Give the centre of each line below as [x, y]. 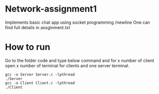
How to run [28, 47]
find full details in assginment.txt [38, 27]
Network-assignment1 [51, 9]
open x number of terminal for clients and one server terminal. [67, 65]
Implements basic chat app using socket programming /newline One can [78, 22]
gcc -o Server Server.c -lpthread [40, 74]
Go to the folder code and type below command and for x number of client [79, 60]
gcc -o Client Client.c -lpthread [40, 83]
